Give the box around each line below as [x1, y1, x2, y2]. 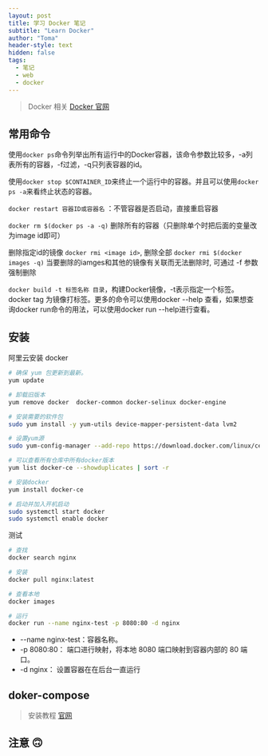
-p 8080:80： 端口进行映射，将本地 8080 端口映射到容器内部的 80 [19, 645, 239, 655]
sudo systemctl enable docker [8, 515, 109, 523]
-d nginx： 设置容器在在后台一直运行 [19, 665, 141, 674]
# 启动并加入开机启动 [8, 500, 69, 508]
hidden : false [8, 49, 56, 57]
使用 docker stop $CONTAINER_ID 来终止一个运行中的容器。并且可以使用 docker [8, 177, 259, 186]
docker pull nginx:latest [8, 575, 94, 583]
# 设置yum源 [8, 435, 45, 443]
